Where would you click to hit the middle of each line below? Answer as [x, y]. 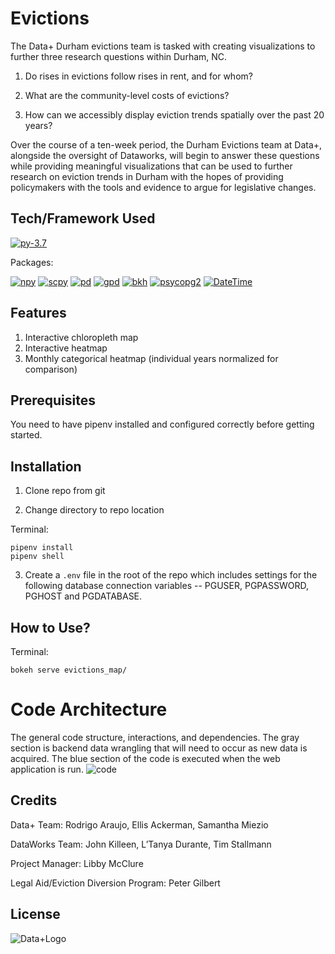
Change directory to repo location [94, 510]
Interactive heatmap [66, 348]
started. [26, 435]
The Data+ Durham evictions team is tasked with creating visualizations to [163, 46]
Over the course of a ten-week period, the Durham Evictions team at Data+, [166, 144]
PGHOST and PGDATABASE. [83, 596]
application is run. [47, 769]
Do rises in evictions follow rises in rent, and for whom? [138, 76]
